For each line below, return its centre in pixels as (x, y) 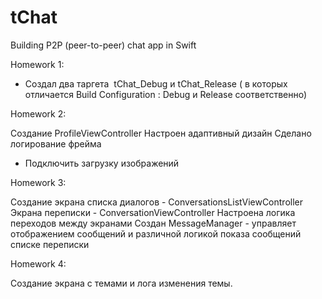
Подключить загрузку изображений (102, 163)
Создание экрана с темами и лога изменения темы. (121, 283)
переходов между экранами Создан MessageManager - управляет (153, 223)
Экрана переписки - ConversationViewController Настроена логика (153, 212)
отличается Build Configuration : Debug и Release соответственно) (166, 94)
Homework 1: (37, 64)
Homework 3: (38, 182)
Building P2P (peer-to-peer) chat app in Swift (103, 45)
